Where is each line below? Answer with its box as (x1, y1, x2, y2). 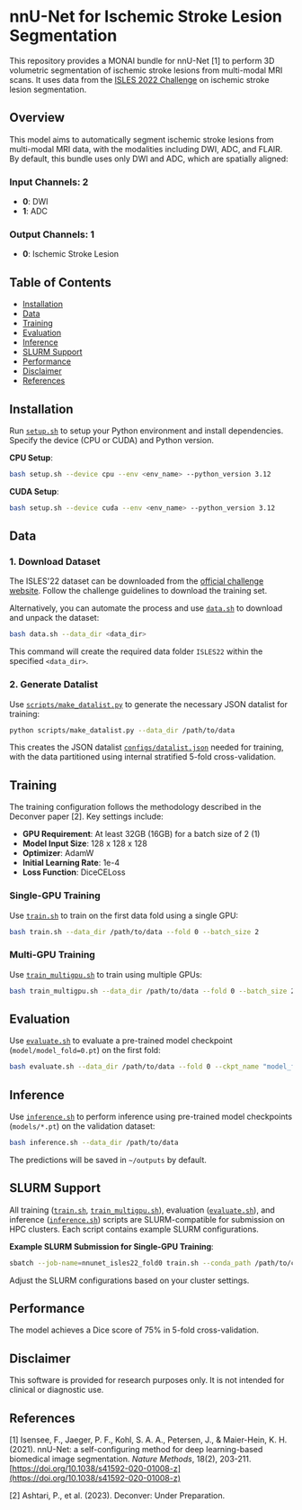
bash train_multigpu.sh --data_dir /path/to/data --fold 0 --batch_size (9, 987, 288, 996)
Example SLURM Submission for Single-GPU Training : (9, 1241, 214, 1251)
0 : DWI (22, 196, 49, 207)
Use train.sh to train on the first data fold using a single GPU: (9, 910, 239, 921)
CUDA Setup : (9, 486, 60, 496)
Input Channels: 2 (9, 176, 89, 188)
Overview (9, 110, 66, 125)
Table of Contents (9, 275, 112, 290)
